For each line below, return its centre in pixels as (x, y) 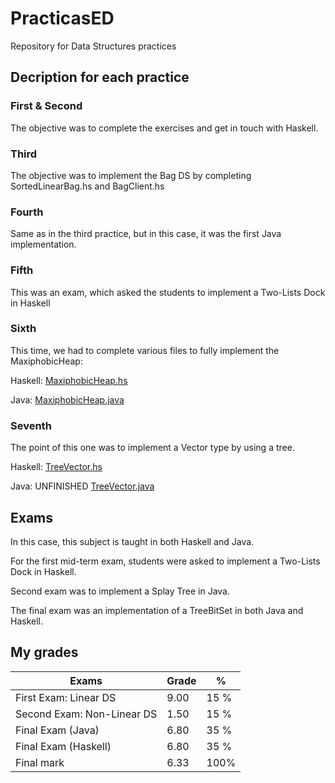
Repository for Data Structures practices (93, 46)
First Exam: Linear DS (66, 697)
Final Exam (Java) (57, 730)
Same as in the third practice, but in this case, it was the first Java (146, 234)
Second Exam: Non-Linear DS (86, 714)
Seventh (31, 425)
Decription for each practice (100, 77)
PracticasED (62, 18)
